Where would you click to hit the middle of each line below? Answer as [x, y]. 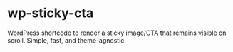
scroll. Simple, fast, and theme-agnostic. [67, 40]
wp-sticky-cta [51, 13]
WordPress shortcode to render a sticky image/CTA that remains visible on [117, 33]
